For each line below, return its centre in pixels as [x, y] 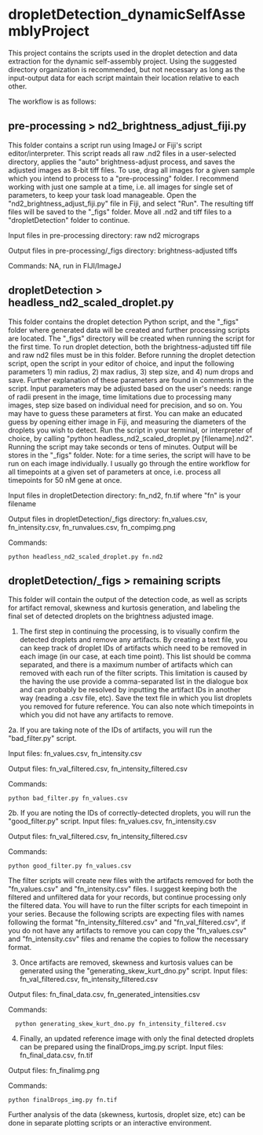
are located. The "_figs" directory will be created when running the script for [131, 338]
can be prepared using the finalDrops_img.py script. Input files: [121, 1047]
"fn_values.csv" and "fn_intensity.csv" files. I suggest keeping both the [122, 889]
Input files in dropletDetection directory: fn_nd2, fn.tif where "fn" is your [124, 495]
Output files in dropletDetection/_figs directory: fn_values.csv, [108, 519]
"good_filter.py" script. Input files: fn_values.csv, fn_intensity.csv [112, 821]
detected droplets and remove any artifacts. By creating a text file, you [133, 640]
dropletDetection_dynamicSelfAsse [127, 15]
